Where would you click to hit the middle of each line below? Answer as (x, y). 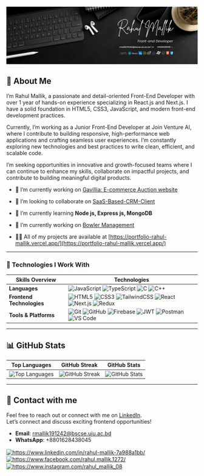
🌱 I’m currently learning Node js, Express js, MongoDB (84, 213)
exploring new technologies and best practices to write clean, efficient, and (101, 146)
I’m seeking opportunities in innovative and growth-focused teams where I (99, 164)
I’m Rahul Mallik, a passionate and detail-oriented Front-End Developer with (101, 96)
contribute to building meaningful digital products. (69, 178)
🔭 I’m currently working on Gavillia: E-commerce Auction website (96, 189)
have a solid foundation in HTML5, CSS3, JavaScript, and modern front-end (101, 109)
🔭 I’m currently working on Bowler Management (75, 225)
